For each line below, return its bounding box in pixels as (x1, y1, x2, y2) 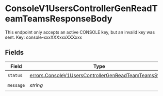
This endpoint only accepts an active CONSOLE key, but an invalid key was (5, 29, 155, 35)
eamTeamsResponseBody (5, 13, 113, 24)
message (7, 83, 25, 88)
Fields (5, 48, 24, 57)
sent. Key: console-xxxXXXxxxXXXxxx (5, 34, 82, 40)
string (30, 82, 43, 89)
